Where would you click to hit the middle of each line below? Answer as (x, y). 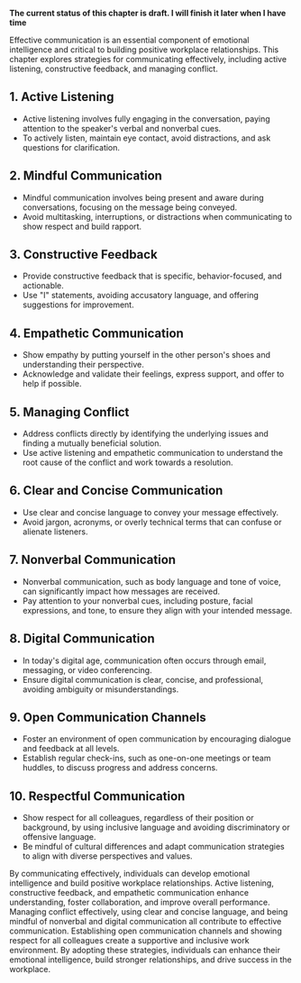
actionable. (43, 286)
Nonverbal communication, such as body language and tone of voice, (151, 581)
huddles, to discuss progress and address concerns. (120, 768)
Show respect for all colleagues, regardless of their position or (138, 818)
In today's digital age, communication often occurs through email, (144, 660)
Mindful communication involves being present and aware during (143, 197)
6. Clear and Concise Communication (116, 491)
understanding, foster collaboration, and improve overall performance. (140, 902)
